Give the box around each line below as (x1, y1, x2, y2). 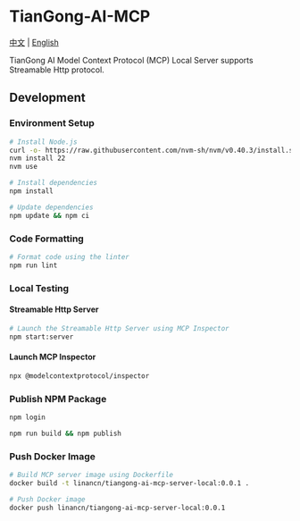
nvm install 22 (9, 154, 66, 163)
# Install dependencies (9, 179, 98, 188)
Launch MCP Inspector (9, 351, 96, 363)
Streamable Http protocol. (9, 64, 104, 75)
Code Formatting (9, 232, 85, 245)
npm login (9, 413, 46, 422)
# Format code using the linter (9, 252, 129, 261)
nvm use (9, 163, 38, 172)
